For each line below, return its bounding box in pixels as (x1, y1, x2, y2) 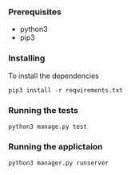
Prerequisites (8, 6, 62, 17)
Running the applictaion (8, 141, 103, 152)
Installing (8, 52, 46, 64)
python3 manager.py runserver (8, 159, 109, 167)
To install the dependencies (8, 71, 100, 80)
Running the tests (8, 104, 78, 115)
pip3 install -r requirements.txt (8, 86, 124, 94)
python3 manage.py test (8, 122, 88, 130)
